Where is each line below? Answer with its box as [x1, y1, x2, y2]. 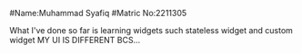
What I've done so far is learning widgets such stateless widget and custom [9, 25, 294, 35]
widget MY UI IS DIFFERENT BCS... [9, 35, 141, 45]
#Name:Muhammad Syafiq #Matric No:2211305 [9, 8, 187, 18]
